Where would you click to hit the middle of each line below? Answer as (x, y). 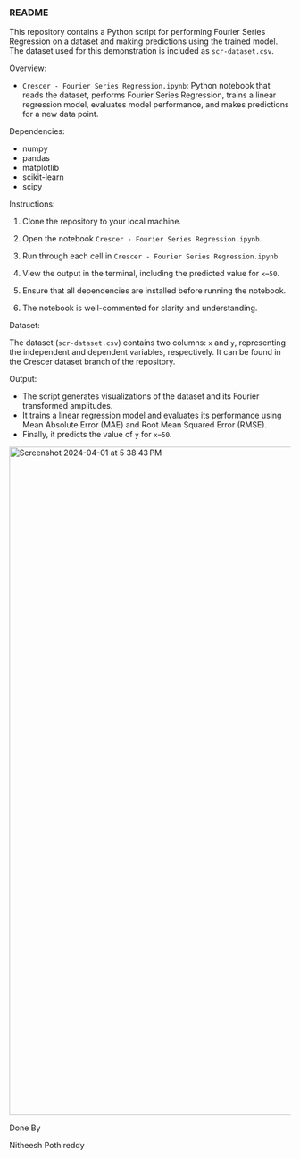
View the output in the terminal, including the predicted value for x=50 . (150, 274)
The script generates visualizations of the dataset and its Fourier (141, 396)
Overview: (28, 68)
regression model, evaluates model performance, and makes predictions (155, 105)
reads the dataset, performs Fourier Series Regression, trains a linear (149, 95)
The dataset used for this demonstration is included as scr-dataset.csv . (142, 51)
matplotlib (41, 168)
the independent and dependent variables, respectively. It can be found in (145, 352)
